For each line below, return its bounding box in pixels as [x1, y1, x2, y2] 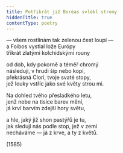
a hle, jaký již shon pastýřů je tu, [6, 116, 86, 123]
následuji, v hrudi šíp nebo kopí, [6, 67, 86, 75]
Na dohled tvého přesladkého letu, [6, 92, 92, 99]
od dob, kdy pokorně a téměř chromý [6, 61, 99, 68]
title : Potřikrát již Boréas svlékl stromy [6, 8, 118, 15]
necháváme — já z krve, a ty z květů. [6, 129, 98, 136]
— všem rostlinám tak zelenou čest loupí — [6, 37, 114, 44]
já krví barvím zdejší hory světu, [6, 105, 86, 112]
